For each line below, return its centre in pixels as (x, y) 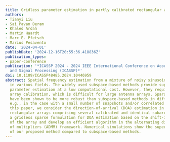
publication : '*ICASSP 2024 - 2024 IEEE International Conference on (80, 66)
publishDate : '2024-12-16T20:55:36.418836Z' (53, 52)
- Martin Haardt (22, 33)
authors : (14, 15)
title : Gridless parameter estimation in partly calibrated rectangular (83, 10)
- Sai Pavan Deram (25, 24)
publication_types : (26, 57)
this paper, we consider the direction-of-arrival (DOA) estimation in (87, 108)
